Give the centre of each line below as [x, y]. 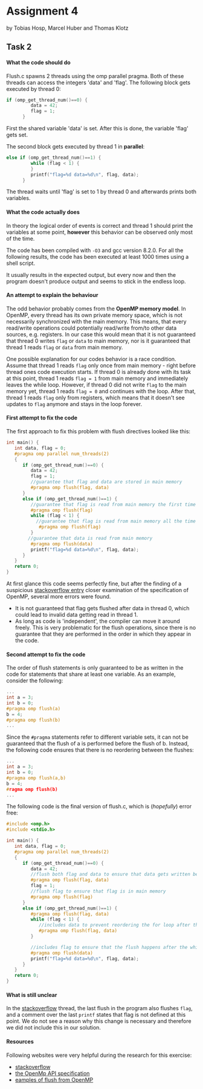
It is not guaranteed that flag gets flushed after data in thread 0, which [102, 608]
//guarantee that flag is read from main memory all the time [116, 521]
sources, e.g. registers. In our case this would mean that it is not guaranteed [101, 334]
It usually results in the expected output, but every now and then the [91, 275]
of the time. [21, 238]
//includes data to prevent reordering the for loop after [114, 925]
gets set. [17, 135]
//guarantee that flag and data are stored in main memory [106, 482]
